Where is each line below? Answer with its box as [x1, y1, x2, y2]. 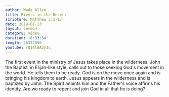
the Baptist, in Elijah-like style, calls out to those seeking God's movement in [5, 64, 164, 70]
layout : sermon [5, 26, 37, 31]
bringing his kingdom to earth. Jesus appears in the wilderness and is [5, 75, 151, 81]
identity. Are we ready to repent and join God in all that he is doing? [5, 85, 145, 91]
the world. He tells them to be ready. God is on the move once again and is [5, 69, 161, 76]
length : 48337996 [5, 40, 42, 45]
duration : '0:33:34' [5, 36, 49, 41]
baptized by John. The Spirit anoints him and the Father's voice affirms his [5, 80, 160, 86]
